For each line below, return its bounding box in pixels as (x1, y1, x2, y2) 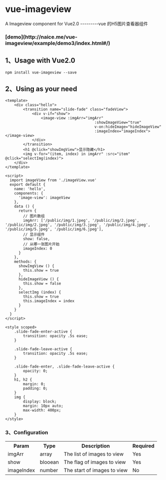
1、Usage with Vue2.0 (5, 56, 76, 65)
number (39, 467, 58, 474)
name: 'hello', (14, 186, 46, 192)
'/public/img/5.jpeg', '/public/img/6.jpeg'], (5, 227, 104, 232)
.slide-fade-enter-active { (14, 329, 72, 334)
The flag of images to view (64, 459, 126, 466)
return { (18, 208, 37, 213)
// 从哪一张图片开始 (23, 242, 60, 247)
